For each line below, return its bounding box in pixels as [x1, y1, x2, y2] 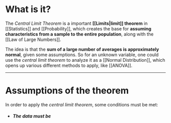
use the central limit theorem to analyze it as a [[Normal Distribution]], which [5, 57, 165, 63]
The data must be [12, 113, 51, 119]
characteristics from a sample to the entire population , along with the [5, 31, 154, 37]
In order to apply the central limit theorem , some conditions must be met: [5, 101, 158, 107]
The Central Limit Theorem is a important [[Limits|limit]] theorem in [5, 20, 148, 26]
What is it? [5, 4, 51, 15]
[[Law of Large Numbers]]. [5, 36, 62, 43]
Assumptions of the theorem [5, 85, 129, 97]
